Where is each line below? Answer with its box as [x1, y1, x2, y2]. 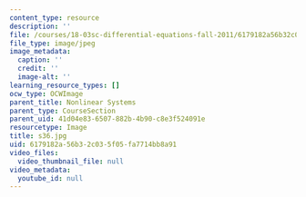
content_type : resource [9, 13, 100, 23]
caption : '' [17, 55, 64, 64]
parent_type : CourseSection [9, 106, 117, 115]
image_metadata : [9, 47, 71, 56]
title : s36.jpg [9, 132, 67, 141]
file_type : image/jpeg [9, 38, 96, 48]
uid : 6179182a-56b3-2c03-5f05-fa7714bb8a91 [9, 140, 178, 149]
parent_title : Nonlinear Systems [9, 97, 137, 107]
